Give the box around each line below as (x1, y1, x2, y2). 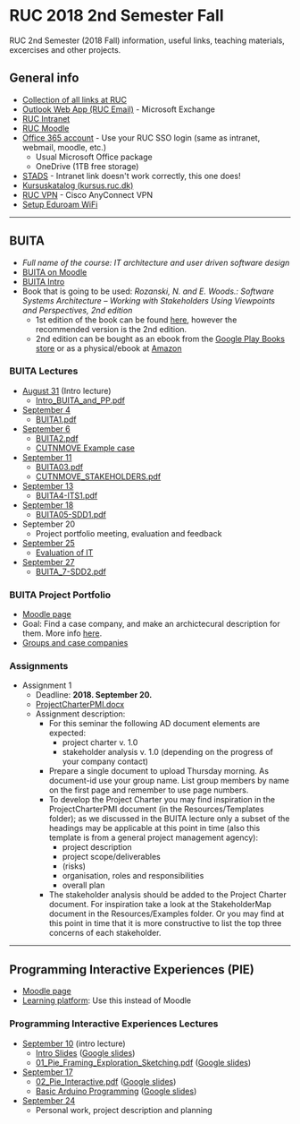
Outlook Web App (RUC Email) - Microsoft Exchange (21, 104, 216, 115)
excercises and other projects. (9, 44, 121, 55)
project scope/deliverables (62, 852, 161, 862)
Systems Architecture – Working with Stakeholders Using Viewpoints (21, 295, 276, 305)
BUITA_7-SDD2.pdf (35, 566, 107, 577)
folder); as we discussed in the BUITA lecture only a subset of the (48, 813, 290, 824)
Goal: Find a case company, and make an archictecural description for (21, 619, 280, 630)
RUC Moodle (21, 123, 70, 133)
